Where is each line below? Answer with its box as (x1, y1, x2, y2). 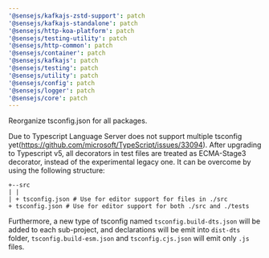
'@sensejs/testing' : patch (8, 64, 99, 72)
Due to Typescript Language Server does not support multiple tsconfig (8, 132, 243, 141)
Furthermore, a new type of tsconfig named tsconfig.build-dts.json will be (8, 216, 261, 226)
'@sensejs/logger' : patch (8, 86, 95, 95)
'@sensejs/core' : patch (8, 94, 88, 102)
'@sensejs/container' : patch (8, 49, 106, 57)
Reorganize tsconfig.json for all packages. (8, 116, 148, 125)
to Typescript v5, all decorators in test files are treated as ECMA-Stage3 (8, 149, 247, 158)
